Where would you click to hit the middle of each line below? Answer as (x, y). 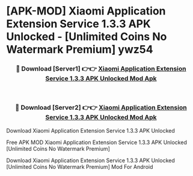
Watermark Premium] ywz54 (80, 50)
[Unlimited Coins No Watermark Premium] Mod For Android (80, 166)
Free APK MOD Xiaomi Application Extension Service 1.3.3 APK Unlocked (97, 142)
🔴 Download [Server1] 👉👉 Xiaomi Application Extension (101, 69)
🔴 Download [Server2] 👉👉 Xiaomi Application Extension (101, 108)
